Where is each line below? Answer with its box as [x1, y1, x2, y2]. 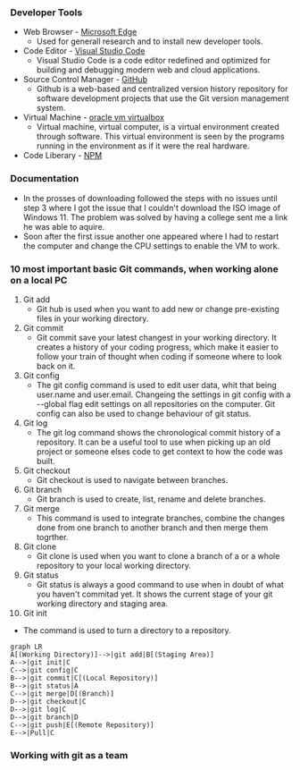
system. [36, 103, 66, 114]
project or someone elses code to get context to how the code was [36, 445, 284, 457]
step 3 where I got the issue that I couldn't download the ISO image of [22, 202, 281, 213]
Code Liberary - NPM [22, 150, 103, 161]
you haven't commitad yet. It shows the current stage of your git [36, 588, 273, 599]
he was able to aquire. [22, 221, 105, 232]
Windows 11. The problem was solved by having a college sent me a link [22, 212, 288, 223]
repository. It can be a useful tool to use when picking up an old [36, 436, 271, 447]
